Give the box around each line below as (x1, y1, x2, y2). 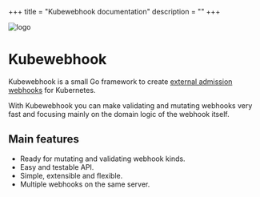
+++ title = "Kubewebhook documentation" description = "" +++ (8, 7, 221, 16)
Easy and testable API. (19, 162, 94, 171)
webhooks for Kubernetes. (8, 85, 96, 94)
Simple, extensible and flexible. (19, 171, 123, 180)
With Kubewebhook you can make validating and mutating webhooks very (8, 100, 253, 111)
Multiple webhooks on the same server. (19, 179, 150, 189)
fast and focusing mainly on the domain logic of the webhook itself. (8, 109, 230, 119)
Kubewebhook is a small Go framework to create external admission (8, 76, 233, 86)
